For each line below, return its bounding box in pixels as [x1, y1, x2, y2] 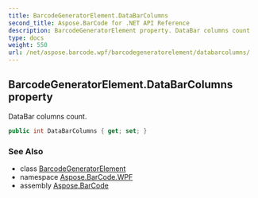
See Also [8, 146, 44, 157]
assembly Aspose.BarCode [19, 181, 109, 190]
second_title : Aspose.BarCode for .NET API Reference [8, 19, 191, 27]
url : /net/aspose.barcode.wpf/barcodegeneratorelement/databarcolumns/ [8, 49, 250, 56]
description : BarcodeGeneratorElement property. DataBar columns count [8, 26, 250, 34]
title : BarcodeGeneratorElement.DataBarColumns [8, 11, 169, 20]
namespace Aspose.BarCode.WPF [19, 172, 133, 181]
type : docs [8, 33, 44, 42]
